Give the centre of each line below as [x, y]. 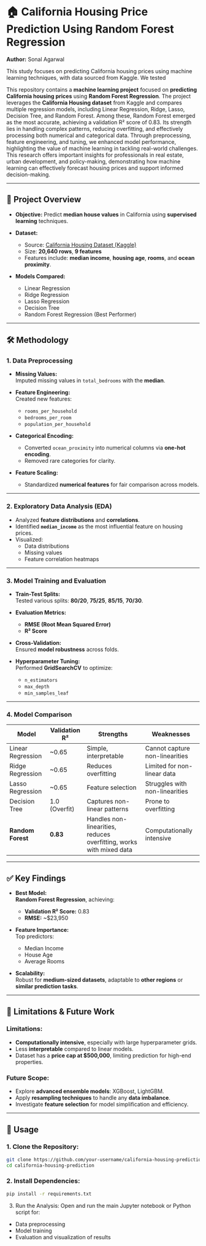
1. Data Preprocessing [40, 361]
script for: [28, 1212]
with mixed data [110, 850]
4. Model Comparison [39, 714]
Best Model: [31, 893]
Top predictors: [34, 936]
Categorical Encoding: [44, 436]
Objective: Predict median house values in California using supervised [106, 214]
